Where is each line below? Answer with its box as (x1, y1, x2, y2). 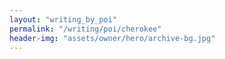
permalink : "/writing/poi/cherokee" (9, 24, 162, 34)
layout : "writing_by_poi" (9, 14, 117, 25)
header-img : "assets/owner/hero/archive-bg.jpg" (9, 33, 216, 43)
